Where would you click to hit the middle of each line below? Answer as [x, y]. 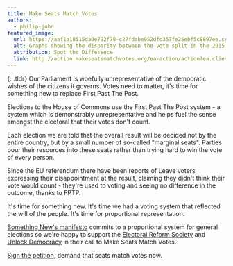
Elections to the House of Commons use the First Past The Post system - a [114, 107]
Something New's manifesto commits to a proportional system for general [113, 227]
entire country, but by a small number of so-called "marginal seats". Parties [114, 142]
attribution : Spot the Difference [63, 53]
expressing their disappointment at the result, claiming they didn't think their [116, 178]
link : [21, 59]
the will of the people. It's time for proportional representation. [96, 213]
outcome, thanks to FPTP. [44, 192]
